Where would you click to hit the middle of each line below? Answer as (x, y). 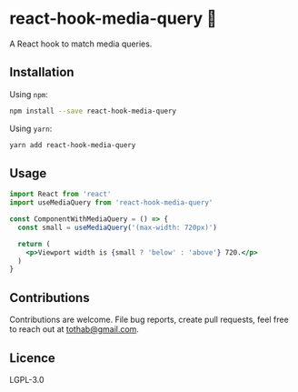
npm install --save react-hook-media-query (93, 111)
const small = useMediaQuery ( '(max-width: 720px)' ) (118, 227)
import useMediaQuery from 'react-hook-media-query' (111, 203)
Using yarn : (31, 128)
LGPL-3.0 (27, 379)
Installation (42, 72)
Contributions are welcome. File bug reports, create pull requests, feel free (149, 320)
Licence (33, 358)
